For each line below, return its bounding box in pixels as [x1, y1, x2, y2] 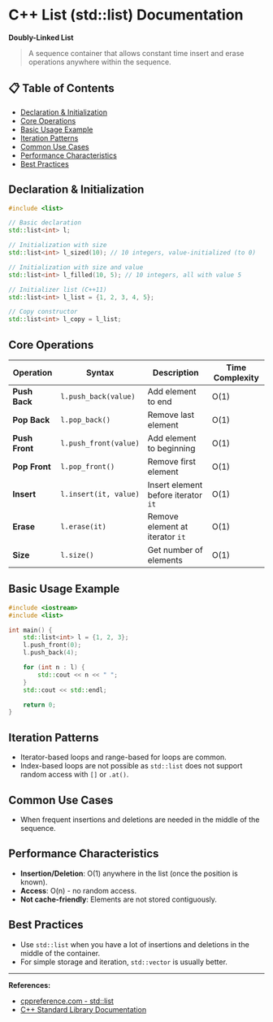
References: [8, 980, 51, 989]
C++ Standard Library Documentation [19, 1004, 147, 1014]
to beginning [147, 443, 196, 454]
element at [147, 521, 188, 532]
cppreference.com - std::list [19, 996, 114, 1006]
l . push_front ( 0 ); [23, 641, 82, 650]
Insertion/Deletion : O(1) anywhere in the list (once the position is [19, 868, 238, 878]
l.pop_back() [60, 415, 111, 424]
